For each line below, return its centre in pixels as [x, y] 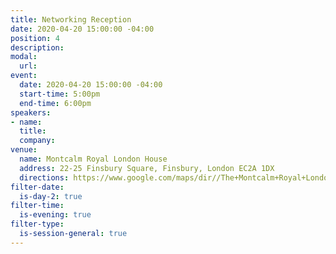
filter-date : [37, 187]
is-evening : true [55, 215]
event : [24, 76]
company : [37, 141]
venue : [24, 150]
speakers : [31, 112]
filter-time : [37, 206]
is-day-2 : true [51, 196]
